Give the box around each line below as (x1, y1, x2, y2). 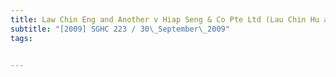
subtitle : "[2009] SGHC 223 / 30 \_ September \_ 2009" (10, 24, 230, 34)
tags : (10, 33, 33, 43)
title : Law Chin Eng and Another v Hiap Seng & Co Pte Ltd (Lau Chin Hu (10, 14, 320, 25)
